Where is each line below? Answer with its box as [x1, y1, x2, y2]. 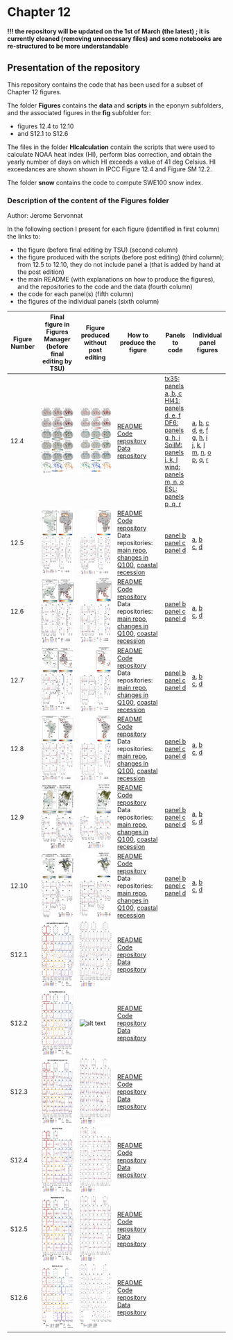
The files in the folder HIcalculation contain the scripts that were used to [7, 143, 215, 151]
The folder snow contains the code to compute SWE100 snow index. [7, 178, 203, 187]
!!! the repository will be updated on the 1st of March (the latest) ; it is [7, 27, 210, 35]
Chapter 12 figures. [7, 87, 62, 96]
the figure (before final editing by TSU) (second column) [17, 246, 178, 254]
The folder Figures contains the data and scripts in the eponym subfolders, [7, 101, 224, 110]
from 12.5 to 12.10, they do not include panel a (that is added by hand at [17, 261, 221, 269]
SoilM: [164, 440, 182, 449]
